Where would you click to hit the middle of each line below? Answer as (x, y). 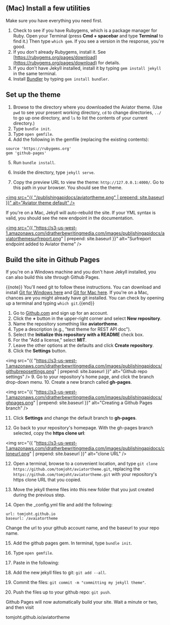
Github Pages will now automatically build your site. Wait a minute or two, (82, 602)
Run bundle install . (34, 162)
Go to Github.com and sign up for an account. (61, 313)
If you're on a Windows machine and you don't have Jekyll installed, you (81, 272)
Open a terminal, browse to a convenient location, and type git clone (85, 464)
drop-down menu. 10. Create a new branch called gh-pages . (69, 382)
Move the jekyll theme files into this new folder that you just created (83, 490)
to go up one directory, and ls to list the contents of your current (80, 118)
